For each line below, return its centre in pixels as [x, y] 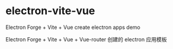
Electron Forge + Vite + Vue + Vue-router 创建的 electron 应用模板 [86, 39]
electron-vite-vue [50, 11]
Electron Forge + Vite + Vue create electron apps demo [73, 27]
